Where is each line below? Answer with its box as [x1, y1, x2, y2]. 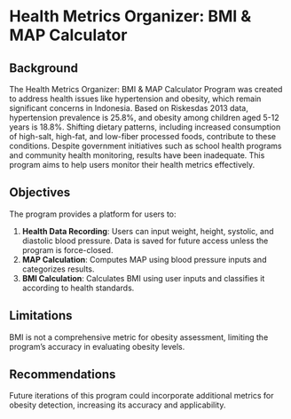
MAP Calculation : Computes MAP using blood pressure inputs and [21, 254, 267, 265]
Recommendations [9, 367, 116, 383]
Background [9, 60, 78, 75]
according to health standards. [21, 282, 135, 293]
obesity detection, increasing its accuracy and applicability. [9, 399, 226, 410]
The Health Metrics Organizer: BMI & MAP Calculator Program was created [9, 84, 283, 94]
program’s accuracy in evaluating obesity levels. [9, 341, 185, 352]
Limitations [9, 308, 73, 323]
